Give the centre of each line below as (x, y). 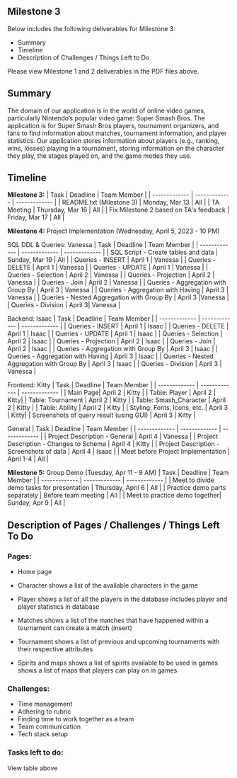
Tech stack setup (43, 734)
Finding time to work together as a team (76, 719)
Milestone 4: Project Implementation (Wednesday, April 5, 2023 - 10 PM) (114, 231)
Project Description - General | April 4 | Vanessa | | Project (133, 436)
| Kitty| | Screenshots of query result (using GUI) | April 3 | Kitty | (102, 415)
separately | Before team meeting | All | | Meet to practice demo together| (114, 496)
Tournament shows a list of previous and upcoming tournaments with (118, 642)
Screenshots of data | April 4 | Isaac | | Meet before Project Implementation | (118, 452)
